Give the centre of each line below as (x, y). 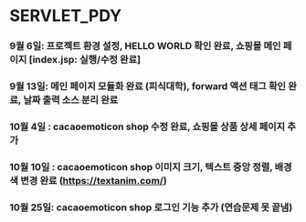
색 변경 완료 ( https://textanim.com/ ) (88, 180)
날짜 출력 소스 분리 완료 (70, 100)
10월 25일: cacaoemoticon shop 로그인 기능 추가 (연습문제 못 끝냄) (151, 207)
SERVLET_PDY (65, 16)
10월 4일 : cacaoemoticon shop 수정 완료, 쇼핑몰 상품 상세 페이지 (148, 126)
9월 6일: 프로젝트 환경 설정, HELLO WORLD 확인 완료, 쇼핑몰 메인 (145, 46)
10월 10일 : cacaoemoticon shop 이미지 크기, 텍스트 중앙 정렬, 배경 (151, 166)
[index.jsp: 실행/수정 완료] (85, 60)
